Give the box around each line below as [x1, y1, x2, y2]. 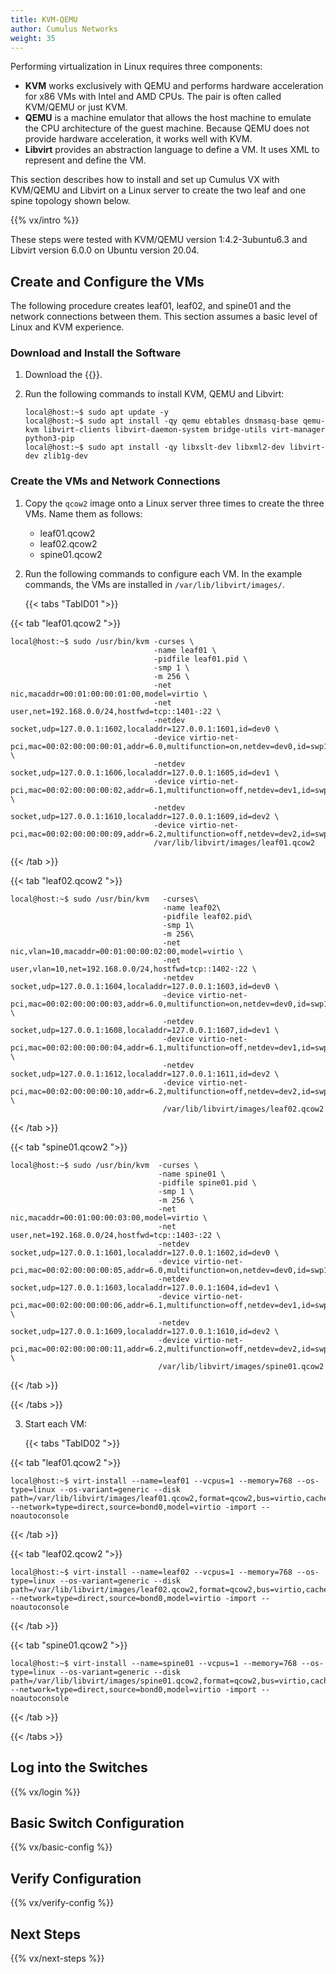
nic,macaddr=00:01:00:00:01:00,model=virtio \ [10, 689, 208, 699]
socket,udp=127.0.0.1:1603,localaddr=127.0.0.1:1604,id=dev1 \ [10, 1282, 280, 1293]
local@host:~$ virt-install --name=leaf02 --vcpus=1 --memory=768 [10, 1567, 293, 1577]
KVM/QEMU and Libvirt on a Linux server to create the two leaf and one [10, 184, 307, 196]
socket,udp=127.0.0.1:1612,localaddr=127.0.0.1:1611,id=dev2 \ [10, 1069, 280, 1079]
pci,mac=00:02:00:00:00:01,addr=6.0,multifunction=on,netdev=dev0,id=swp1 [10, 741, 329, 751]
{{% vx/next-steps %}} [10, 1952, 105, 1965]
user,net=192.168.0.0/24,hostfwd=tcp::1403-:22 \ [10, 1230, 222, 1240]
